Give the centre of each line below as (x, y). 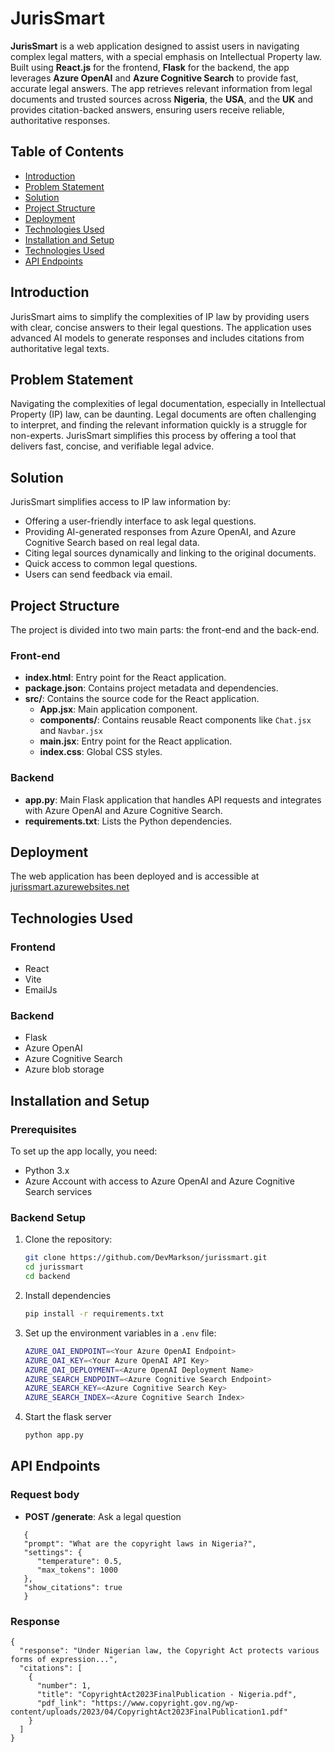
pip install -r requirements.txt (94, 1314)
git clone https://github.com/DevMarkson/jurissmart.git (146, 1258)
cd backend (47, 1277)
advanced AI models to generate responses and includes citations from (157, 338)
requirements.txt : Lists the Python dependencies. (128, 821)
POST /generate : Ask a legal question (103, 1516)
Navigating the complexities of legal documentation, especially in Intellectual (168, 404)
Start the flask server (68, 1417)
